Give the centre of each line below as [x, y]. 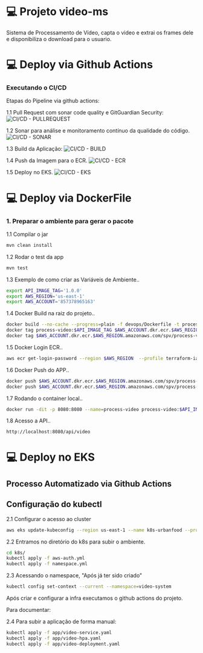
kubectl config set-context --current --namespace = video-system [89, 587]
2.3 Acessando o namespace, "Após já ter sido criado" [74, 576]
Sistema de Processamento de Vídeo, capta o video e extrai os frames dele [100, 32]
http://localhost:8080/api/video [48, 432]
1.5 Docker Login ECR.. [35, 347]
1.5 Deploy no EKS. [30, 172]
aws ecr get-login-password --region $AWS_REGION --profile [85, 358]
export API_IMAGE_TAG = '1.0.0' [44, 290]
